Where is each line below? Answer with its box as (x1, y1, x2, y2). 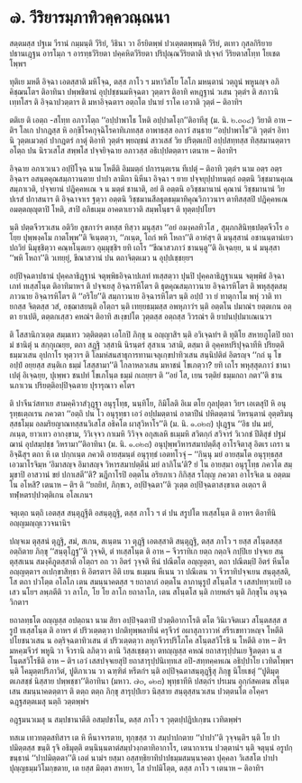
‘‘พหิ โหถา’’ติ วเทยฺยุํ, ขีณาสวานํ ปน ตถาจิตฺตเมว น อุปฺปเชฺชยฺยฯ (9, 252, 194, 263)
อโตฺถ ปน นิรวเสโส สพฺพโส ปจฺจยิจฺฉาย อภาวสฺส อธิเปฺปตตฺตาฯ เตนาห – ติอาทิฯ (9, 144, 237, 155)
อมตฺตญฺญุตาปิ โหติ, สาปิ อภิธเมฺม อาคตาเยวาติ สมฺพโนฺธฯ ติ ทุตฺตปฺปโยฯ (9, 203, 216, 214)
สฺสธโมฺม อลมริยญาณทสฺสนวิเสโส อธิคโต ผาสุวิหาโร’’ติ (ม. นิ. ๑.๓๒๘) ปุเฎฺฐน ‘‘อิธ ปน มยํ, (9, 418, 274, 429)
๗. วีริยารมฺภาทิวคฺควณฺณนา (9, 7, 169, 28)
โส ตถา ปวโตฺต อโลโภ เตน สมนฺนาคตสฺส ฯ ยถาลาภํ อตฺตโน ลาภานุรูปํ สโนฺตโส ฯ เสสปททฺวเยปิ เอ (9, 576, 291, 587)
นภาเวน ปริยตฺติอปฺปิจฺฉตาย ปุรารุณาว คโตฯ (9, 379, 135, 390)
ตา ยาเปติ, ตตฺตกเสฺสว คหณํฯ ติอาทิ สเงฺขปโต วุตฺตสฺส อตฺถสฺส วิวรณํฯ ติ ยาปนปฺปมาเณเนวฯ (9, 311, 272, 322)
